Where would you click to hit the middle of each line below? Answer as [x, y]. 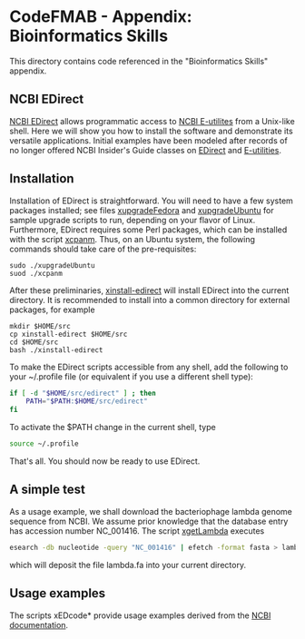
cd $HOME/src [34, 342]
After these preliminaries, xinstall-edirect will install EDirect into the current [149, 290]
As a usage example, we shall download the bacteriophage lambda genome [151, 511]
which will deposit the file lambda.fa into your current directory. [128, 565]
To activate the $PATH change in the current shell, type [113, 428]
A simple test [48, 490]
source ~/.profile [44, 444]
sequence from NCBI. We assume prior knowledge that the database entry [149, 521]
